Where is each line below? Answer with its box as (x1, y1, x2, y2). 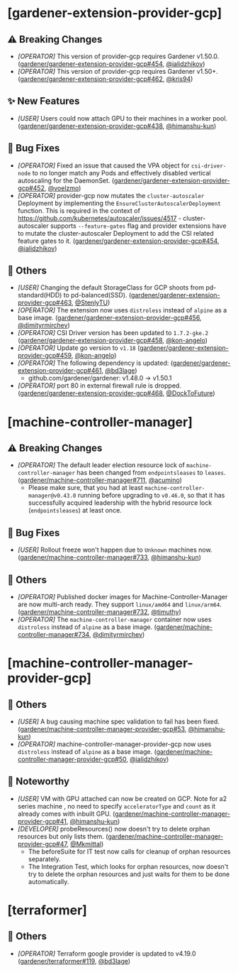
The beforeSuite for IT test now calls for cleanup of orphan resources (28, 847, 231, 856)
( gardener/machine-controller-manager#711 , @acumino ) (17, 476, 183, 484)
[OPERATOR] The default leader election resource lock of (17, 461, 186, 469)
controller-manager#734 (17, 630, 90, 639)
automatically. (28, 877, 69, 885)
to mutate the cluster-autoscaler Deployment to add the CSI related (17, 229, 214, 237)
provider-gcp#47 (17, 839, 67, 848)
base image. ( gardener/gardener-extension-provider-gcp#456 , (17, 314, 202, 322)
